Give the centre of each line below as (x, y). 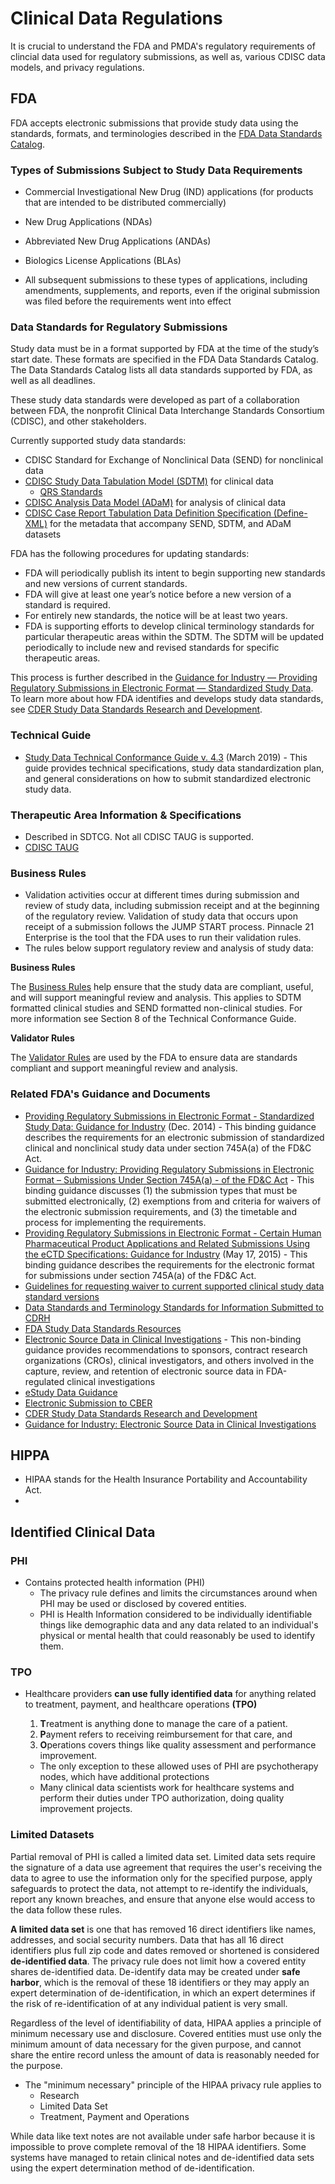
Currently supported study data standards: (98, 441)
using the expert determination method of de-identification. (132, 2168)
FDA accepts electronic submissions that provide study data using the (154, 123)
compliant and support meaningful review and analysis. (124, 1068)
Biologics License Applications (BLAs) (103, 261)
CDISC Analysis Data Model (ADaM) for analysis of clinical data (155, 503)
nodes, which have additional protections (124, 1777)
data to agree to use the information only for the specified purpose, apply (161, 1878)
